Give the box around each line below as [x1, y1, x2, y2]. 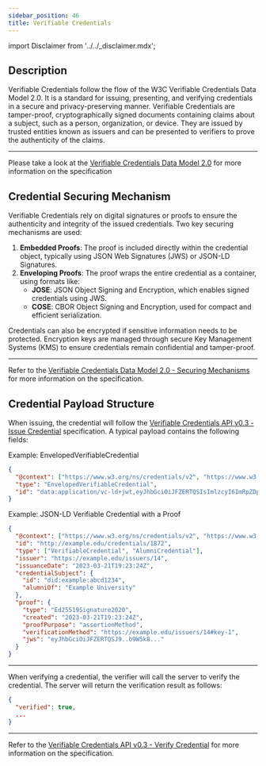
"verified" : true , [15, 703, 77, 711]
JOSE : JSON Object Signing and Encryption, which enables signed [31, 285, 249, 294]
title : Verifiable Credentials [8, 19, 112, 27]
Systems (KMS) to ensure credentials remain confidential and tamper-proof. [8, 343, 256, 352]
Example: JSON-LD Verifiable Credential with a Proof [8, 510, 181, 519]
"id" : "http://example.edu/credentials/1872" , [15, 540, 172, 548]
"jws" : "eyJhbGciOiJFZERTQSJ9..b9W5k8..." [22, 636, 165, 644]
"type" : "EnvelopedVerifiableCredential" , [15, 480, 158, 488]
